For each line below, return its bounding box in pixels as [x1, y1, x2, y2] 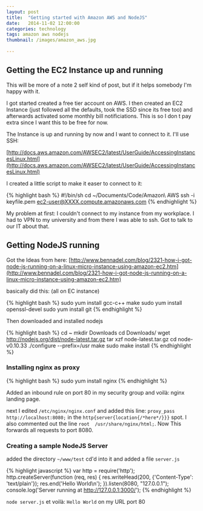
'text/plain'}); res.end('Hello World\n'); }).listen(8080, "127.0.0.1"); [6, 480, 169, 487]
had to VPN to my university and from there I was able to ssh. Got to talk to [6, 216, 193, 223]
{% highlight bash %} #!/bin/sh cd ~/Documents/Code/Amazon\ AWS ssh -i [6, 192, 195, 199]
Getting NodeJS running [6, 240, 100, 250]
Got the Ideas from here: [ [6, 256, 71, 264]
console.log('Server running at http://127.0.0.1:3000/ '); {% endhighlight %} [6, 486, 192, 494]
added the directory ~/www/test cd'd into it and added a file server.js [6, 455, 180, 463]
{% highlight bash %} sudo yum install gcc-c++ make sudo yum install [6, 299, 182, 306]
